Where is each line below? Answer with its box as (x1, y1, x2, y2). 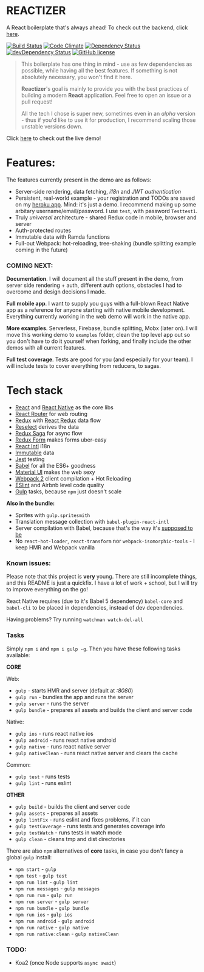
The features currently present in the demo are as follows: (6, 176, 152, 183)
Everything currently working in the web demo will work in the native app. (6, 313, 191, 320)
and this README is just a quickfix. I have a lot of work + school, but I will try (6, 579, 198, 586)
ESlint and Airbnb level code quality (15, 482, 104, 489)
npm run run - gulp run (15, 891, 73, 898)
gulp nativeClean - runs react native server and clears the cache (15, 749, 178, 756)
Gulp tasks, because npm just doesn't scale (15, 488, 122, 495)
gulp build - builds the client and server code (15, 803, 131, 810)
